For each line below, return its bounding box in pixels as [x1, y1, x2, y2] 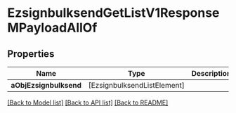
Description [191, 69, 232, 78]
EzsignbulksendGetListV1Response [7, 5, 220, 21]
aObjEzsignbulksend [11, 81, 82, 90]
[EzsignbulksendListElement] [88, 81, 185, 90]
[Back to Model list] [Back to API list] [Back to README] [7, 98, 169, 107]
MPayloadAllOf [7, 20, 98, 36]
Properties [7, 48, 55, 60]
